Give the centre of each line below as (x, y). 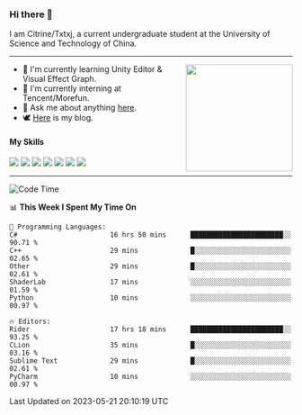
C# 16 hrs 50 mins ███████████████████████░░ (151, 235)
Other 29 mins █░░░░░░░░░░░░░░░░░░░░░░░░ (151, 266)
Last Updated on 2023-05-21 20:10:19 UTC (89, 401)
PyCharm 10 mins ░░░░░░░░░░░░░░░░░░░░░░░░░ (151, 376)
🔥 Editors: (30, 321)
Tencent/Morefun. (56, 98)
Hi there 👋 (31, 14)
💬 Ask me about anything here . (80, 108)
